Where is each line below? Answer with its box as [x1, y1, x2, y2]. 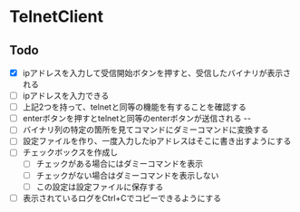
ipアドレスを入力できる [22, 91, 110, 101]
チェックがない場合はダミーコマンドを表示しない [35, 169, 219, 180]
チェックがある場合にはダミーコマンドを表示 [35, 159, 204, 169]
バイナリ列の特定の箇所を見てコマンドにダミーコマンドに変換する [22, 124, 269, 135]
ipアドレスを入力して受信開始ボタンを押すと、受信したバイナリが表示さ [22, 68, 292, 78]
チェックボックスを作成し [22, 147, 119, 158]
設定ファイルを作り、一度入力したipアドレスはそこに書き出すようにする [22, 136, 292, 147]
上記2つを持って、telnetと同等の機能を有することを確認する [22, 101, 247, 112]
